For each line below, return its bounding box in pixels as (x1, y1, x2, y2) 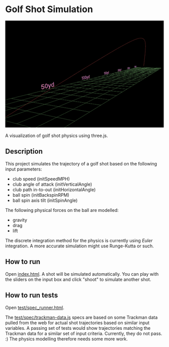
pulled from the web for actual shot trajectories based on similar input (5, 320, 150, 326)
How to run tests (5, 291, 58, 299)
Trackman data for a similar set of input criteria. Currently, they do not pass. (5, 330, 162, 336)
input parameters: (5, 166, 42, 172)
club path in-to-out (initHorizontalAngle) (12, 186, 96, 193)
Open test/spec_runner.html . (5, 305, 64, 311)
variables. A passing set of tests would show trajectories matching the (5, 325, 151, 331)
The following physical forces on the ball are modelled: (5, 207, 119, 213)
